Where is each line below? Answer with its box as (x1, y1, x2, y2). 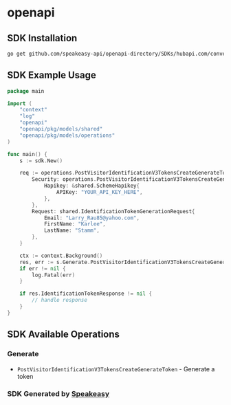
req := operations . (19, 170, 76, 177)
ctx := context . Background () (19, 252, 103, 259)
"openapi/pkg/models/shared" (19, 126, 103, 133)
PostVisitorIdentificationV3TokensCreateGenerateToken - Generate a (16, 364, 215, 373)
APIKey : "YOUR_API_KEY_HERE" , (56, 189, 143, 196)
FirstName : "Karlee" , (43, 221, 107, 228)
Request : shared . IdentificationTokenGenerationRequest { (32, 208, 195, 215)
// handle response (32, 297, 88, 304)
